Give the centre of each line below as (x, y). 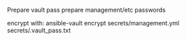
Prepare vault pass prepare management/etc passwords (87, 10)
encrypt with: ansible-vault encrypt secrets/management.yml (93, 23)
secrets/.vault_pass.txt (39, 30)
